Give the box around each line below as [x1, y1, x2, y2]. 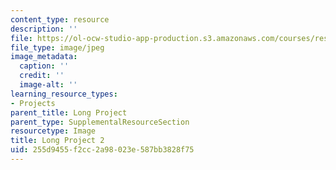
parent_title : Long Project [10, 107, 128, 118]
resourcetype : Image [10, 126, 97, 136]
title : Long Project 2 [10, 136, 105, 146]
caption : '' [19, 61, 70, 71]
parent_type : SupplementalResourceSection [10, 117, 190, 127]
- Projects [10, 98, 56, 108]
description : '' [10, 24, 78, 34]
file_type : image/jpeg [10, 42, 105, 53]
